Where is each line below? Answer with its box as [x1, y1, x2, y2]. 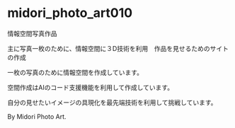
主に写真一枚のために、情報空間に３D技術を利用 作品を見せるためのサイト [7, 44, 229, 52]
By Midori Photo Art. [7, 112, 67, 121]
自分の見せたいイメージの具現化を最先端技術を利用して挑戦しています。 [7, 98, 217, 107]
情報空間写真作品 [7, 29, 57, 37]
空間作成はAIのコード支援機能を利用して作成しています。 [7, 83, 174, 91]
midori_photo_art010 [7, 5, 133, 21]
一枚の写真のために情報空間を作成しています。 [7, 68, 144, 76]
